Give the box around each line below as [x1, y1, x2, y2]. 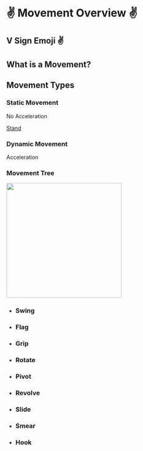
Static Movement [6, 99, 59, 107]
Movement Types [6, 80, 75, 91]
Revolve [15, 388, 41, 397]
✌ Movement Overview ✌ [6, 6, 138, 20]
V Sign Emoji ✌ [6, 36, 64, 46]
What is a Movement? [6, 59, 91, 69]
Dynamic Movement [6, 140, 68, 148]
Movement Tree [6, 169, 55, 177]
